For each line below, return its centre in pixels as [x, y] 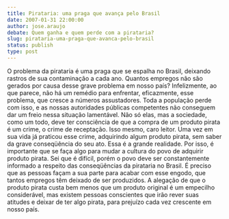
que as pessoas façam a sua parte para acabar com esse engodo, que [107, 172]
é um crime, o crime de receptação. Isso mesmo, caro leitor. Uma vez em [110, 129]
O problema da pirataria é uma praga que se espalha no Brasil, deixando [109, 71]
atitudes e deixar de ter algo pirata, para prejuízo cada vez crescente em [109, 202]
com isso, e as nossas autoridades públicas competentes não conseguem [111, 107]
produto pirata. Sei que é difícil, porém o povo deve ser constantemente [108, 158]
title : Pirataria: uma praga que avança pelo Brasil [84, 13]
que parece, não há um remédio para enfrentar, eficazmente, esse [100, 92]
